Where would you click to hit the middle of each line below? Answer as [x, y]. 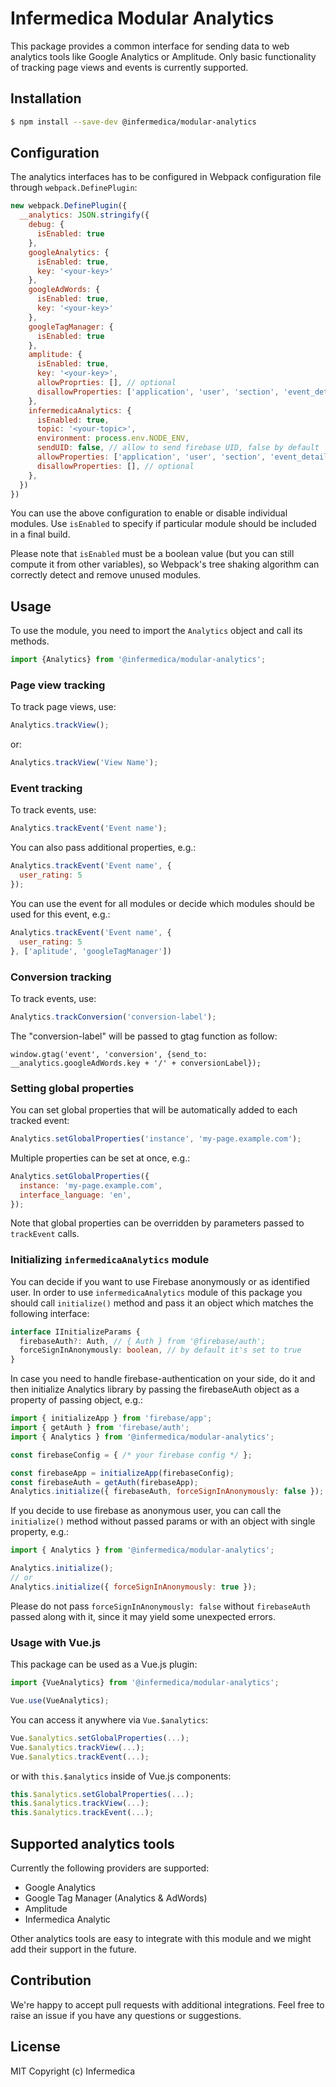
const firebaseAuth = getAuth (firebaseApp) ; [104, 1482]
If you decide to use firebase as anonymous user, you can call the [146, 1511]
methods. [30, 641]
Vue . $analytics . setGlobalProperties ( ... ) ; [100, 1738]
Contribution [51, 1980]
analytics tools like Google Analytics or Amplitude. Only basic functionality [163, 56]
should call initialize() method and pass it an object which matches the [162, 1303]
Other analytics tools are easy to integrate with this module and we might [161, 1938]
